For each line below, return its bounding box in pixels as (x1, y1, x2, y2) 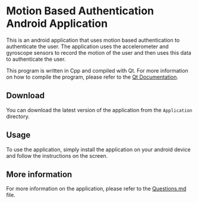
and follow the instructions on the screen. (6, 152, 108, 159)
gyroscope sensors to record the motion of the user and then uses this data (6, 49, 191, 56)
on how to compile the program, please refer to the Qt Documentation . (6, 73, 178, 80)
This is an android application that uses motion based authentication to (6, 36, 180, 43)
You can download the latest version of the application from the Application (6, 106, 193, 114)
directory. (6, 113, 30, 120)
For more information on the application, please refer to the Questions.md (6, 185, 187, 192)
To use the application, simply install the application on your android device (6, 146, 191, 153)
